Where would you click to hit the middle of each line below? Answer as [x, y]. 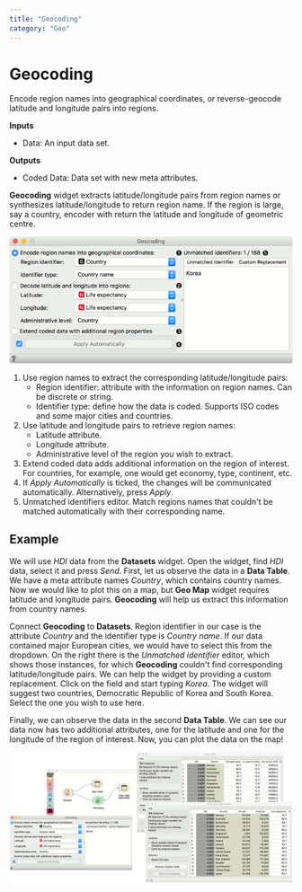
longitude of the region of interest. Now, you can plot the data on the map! [147, 739]
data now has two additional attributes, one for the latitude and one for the [147, 729]
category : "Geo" [40, 28]
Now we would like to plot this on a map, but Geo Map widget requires [139, 589]
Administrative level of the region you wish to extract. [134, 455]
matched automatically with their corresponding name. [124, 511]
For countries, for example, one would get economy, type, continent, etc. [157, 473]
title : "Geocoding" [46, 19]
